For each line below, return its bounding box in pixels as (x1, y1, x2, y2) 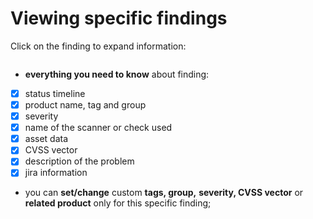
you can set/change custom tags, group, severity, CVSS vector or (24, 187, 304, 199)
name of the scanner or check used (24, 122, 173, 134)
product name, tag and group (24, 99, 147, 111)
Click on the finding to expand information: (10, 40, 187, 52)
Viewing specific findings (10, 7, 228, 30)
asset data (24, 133, 69, 145)
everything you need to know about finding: (24, 68, 210, 80)
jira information (24, 167, 88, 179)
